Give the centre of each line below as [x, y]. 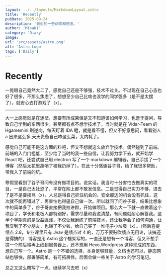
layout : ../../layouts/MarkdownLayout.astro [52, 10]
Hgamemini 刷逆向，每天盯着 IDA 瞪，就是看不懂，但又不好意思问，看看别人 [83, 130]
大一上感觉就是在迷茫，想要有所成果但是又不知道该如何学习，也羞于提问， [81, 118]
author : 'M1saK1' [23, 28]
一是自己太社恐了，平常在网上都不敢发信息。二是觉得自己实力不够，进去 [88, 189]
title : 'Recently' [24, 14]
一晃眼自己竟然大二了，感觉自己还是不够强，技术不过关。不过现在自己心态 [81, 91]
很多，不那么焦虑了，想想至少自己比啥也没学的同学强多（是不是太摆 [83, 96]
